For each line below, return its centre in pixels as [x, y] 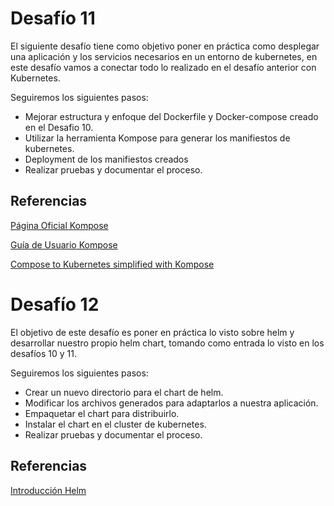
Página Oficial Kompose [59, 225]
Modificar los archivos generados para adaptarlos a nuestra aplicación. [171, 403]
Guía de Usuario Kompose [64, 244]
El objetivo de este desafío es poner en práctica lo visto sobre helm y [152, 332]
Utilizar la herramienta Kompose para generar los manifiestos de [157, 138]
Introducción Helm [48, 490]
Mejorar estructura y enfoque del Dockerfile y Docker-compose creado [171, 116]
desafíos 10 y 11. [43, 353]
